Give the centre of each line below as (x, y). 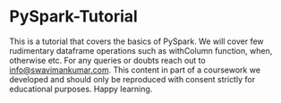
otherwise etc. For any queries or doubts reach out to (107, 60)
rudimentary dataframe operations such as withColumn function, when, (141, 50)
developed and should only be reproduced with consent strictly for (132, 79)
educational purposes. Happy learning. (81, 89)
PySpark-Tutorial (74, 17)
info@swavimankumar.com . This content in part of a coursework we (135, 70)
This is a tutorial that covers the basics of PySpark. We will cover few (136, 41)
